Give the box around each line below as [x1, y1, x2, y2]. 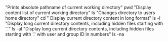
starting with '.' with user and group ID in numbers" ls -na [5, 31, 124, 37]
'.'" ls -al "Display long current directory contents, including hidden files [5, 26, 154, 32]
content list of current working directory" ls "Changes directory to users [5, 10, 155, 16]
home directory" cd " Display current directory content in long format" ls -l [5, 15, 160, 21]
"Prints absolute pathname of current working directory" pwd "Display [5, 5, 152, 10]
